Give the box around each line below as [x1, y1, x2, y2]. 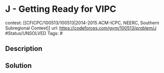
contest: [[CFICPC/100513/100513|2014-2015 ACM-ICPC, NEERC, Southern [5, 20, 160, 26]
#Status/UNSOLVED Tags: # [5, 30, 63, 36]
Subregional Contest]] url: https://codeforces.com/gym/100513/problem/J [5, 25, 157, 31]
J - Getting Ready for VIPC [5, 3, 117, 15]
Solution [5, 61, 32, 70]
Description [5, 44, 42, 53]
